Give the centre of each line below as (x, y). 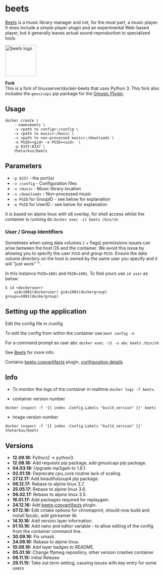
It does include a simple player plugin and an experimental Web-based (77, 27)
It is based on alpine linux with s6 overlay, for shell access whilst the (75, 214)
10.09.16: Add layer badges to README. (53, 547)
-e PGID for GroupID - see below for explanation (61, 199)
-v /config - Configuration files (45, 183)
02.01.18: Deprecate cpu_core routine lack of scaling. (67, 473)
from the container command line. (47, 531)
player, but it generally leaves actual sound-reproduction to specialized (78, 33)
